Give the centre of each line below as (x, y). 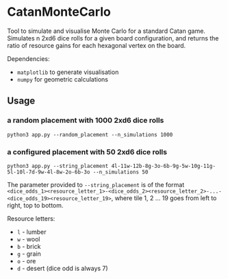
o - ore (26, 260)
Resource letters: (31, 218)
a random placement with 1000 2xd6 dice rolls (86, 121)
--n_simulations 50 (121, 172)
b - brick (29, 246)
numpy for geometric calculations (62, 79)
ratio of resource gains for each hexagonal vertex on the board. (97, 45)
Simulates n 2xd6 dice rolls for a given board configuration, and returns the (113, 38)
